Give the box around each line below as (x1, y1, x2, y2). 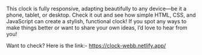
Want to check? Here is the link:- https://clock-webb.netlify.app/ (6, 42, 166, 49)
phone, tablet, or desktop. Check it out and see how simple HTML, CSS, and (6, 11, 197, 19)
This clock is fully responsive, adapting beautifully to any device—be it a (6, 5, 187, 12)
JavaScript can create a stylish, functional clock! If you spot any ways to (6, 18, 187, 25)
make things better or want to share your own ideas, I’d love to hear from (6, 24, 187, 31)
